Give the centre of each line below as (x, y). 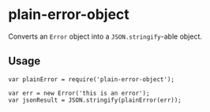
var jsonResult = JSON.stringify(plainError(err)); (95, 100)
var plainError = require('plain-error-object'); (92, 79)
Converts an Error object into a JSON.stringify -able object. (105, 36)
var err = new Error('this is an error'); (79, 93)
